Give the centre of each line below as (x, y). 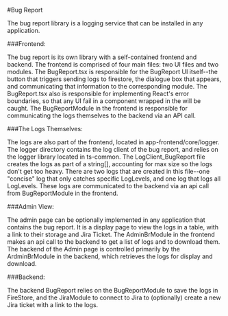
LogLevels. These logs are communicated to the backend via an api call (108, 186)
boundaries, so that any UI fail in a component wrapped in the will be (104, 101)
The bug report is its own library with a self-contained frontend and (102, 57)
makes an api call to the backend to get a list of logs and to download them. (114, 242)
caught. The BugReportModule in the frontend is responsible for (98, 108)
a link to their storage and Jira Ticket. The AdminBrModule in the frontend (111, 234)
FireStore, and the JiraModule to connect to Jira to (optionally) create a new (114, 297)
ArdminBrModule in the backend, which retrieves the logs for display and (110, 256)
